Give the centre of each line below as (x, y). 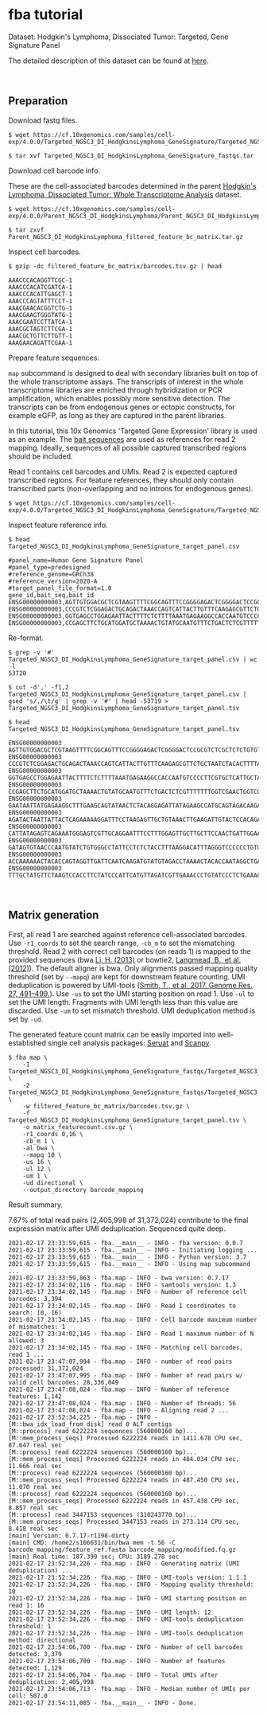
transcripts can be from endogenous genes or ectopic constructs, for (122, 407)
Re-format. (26, 638)
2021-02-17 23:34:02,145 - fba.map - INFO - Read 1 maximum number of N (131, 1334)
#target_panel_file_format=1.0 (60, 588)
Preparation (38, 101)
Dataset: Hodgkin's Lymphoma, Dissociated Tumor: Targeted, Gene (118, 37)
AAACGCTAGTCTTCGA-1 (41, 329)
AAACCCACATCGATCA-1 (41, 287)
